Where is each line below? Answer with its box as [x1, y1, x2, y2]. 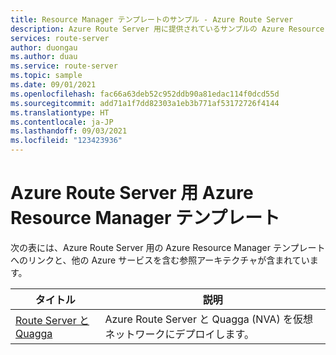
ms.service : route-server [10, 61, 118, 71]
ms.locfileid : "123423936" [10, 136, 123, 146]
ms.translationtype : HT [10, 107, 110, 118]
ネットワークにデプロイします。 [104, 327, 255, 341]
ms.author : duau [10, 52, 78, 62]
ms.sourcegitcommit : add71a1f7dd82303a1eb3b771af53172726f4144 [10, 98, 280, 108]
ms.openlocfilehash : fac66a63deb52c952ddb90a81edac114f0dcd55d [10, 89, 280, 99]
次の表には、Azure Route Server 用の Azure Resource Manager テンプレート [10, 241, 326, 253]
